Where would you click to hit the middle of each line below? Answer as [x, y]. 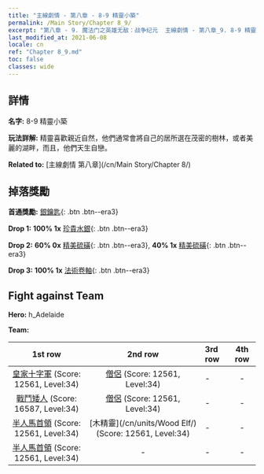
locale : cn [26, 45]
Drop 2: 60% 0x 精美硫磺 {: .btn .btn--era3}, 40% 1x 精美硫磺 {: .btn [117, 246]
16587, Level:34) [47, 409]
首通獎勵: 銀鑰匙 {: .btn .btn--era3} [64, 212]
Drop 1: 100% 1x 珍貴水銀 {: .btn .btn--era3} [78, 228]
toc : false [26, 60]
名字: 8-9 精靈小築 [38, 121]
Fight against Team [56, 296]
